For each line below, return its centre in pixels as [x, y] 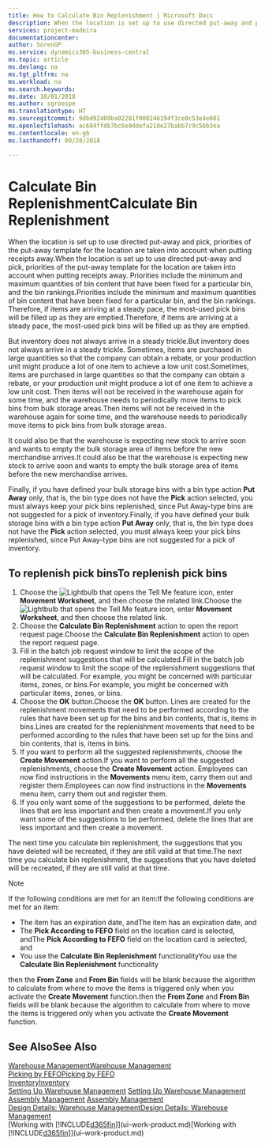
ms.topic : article [38, 60]
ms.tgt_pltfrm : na [38, 74]
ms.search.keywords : [42, 89]
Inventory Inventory [39, 1083]
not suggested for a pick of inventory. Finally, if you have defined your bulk [129, 515]
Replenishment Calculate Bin [103, 203]
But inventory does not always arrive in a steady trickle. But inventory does [129, 342]
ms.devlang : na [33, 67]
